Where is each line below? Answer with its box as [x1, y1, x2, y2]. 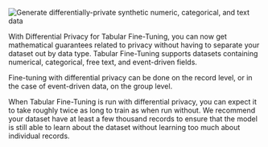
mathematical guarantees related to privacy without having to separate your [8, 40, 260, 50]
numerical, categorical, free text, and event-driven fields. [8, 57, 197, 67]
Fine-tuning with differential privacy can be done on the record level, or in [8, 73, 253, 82]
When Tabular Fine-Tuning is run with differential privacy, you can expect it [8, 97, 258, 106]
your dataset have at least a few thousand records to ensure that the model [8, 114, 258, 124]
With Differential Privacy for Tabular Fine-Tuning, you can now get [8, 32, 227, 41]
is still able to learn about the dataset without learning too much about [8, 123, 241, 132]
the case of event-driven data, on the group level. [8, 81, 173, 91]
